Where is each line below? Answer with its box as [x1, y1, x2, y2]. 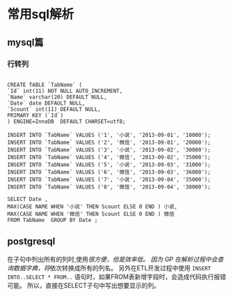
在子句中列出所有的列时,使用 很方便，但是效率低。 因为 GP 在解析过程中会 [7, 255, 218, 263]
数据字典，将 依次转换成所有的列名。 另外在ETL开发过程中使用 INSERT [13, 263, 211, 272]
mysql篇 [7, 36, 44, 48]
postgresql [7, 235, 56, 248]
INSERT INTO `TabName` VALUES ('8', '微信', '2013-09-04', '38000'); [7, 183, 211, 191]
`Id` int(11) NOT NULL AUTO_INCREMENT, [7, 87, 123, 94]
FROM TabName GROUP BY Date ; [7, 216, 98, 223]
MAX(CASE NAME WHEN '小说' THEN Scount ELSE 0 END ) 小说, [7, 203, 178, 210]
